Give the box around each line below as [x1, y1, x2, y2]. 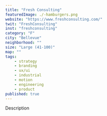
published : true [5, 91, 39, 96]
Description [5, 105, 29, 111]
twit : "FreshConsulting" [5, 21, 58, 27]
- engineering [14, 82, 44, 87]
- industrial [14, 73, 42, 78]
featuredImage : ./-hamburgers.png [5, 12, 78, 17]
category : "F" [5, 31, 35, 36]
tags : [5, 54, 17, 59]
